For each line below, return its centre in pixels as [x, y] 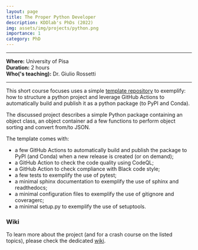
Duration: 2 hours [28, 68]
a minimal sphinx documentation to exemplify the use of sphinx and [97, 181]
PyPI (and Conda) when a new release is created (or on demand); [94, 156]
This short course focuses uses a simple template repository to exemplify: [96, 91]
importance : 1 [24, 34]
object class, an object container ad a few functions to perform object [91, 121]
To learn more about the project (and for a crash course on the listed [89, 235]
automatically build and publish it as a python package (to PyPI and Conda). [98, 103]
